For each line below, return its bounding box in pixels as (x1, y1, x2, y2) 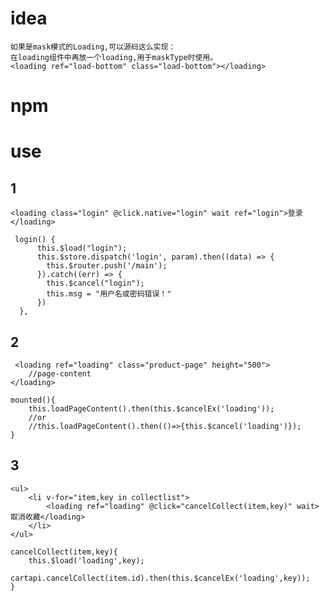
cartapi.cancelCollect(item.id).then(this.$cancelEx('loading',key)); (10, 573, 311, 583)
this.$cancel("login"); (46, 278, 145, 289)
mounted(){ (10, 395, 56, 405)
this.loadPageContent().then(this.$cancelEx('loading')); (28, 403, 275, 414)
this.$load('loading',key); (28, 555, 145, 566)
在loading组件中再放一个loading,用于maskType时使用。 (10, 52, 218, 62)
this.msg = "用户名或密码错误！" (46, 289, 172, 299)
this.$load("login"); (36, 243, 128, 254)
